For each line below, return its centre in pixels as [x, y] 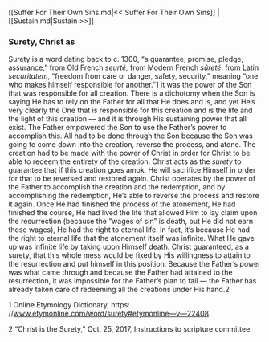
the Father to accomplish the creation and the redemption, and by [117, 187]
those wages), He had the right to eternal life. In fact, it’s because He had [129, 230]
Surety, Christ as [42, 42]
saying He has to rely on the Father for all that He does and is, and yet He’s [132, 102]
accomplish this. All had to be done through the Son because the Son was [130, 136]
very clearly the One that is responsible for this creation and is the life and [130, 110]
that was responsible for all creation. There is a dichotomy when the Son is [132, 93]
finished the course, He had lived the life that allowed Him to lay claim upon [133, 213]
